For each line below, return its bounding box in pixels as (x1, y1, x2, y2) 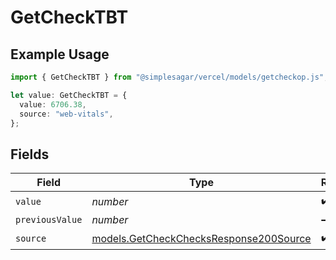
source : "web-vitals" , (19, 109, 114, 119)
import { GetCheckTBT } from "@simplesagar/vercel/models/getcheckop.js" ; (10, 72, 329, 82)
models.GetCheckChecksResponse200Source (91, 231, 312, 245)
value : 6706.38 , (19, 99, 87, 110)
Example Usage (10, 46, 110, 63)
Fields (10, 146, 50, 163)
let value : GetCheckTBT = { (10, 90, 128, 100)
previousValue (15, 214, 83, 226)
